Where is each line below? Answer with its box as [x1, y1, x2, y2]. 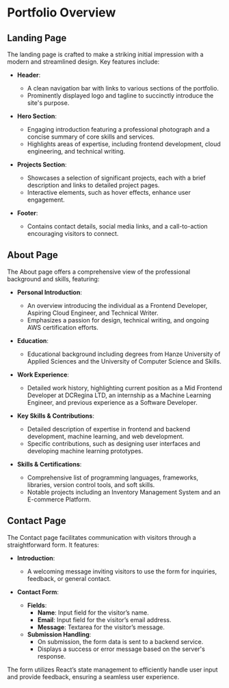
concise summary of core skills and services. [27, 132, 155, 141]
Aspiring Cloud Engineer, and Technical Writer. [27, 309, 159, 317]
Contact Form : [16, 588, 59, 596]
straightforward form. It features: [7, 541, 99, 549]
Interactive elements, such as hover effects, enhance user [27, 189, 191, 196]
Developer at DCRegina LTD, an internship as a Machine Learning [27, 391, 212, 399]
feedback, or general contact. [27, 574, 111, 582]
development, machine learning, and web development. [27, 432, 185, 440]
